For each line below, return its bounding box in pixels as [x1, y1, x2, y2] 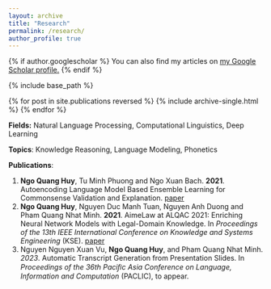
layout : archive [8, 11, 63, 20]
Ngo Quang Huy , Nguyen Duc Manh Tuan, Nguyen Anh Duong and [19, 202, 244, 212]
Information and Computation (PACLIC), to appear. [19, 271, 189, 281]
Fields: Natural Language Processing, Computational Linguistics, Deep [8, 120, 244, 130]
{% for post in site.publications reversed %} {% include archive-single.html [8, 96, 259, 106]
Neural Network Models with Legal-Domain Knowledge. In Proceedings [19, 219, 259, 228]
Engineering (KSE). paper [19, 236, 105, 246]
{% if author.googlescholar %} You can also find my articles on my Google [8, 57, 256, 66]
